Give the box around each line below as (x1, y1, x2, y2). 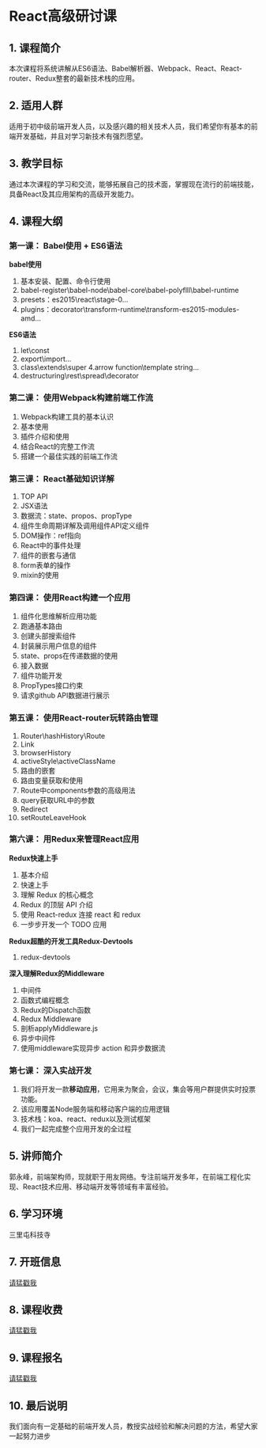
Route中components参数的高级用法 (20, 785, 137, 795)
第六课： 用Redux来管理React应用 (9, 834, 140, 845)
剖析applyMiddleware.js (20, 1023, 99, 1033)
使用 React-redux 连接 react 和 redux (20, 910, 141, 919)
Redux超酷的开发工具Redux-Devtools (9, 936, 133, 946)
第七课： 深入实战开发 (9, 1065, 92, 1076)
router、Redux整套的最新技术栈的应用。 (9, 74, 140, 83)
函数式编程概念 (20, 995, 69, 1005)
